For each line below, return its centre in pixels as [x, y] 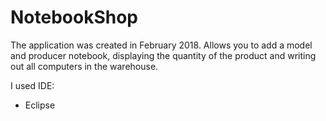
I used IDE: [32, 85]
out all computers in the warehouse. [84, 66]
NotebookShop [74, 17]
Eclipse [40, 105]
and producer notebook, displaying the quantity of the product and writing [163, 55]
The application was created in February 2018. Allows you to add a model [161, 45]
